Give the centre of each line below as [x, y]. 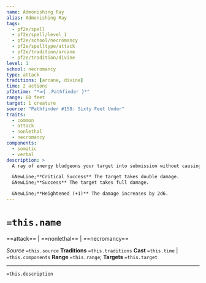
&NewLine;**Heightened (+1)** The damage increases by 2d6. [90, 194]
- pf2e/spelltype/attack [44, 47]
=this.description [30, 274]
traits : [16, 115]
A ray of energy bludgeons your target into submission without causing [107, 166]
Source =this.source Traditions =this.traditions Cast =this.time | [92, 250]
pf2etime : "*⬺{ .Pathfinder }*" [48, 92]
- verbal [23, 154]
